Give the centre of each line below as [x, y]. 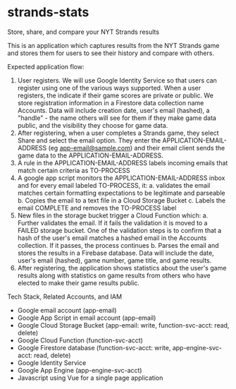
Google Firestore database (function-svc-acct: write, [94, 347]
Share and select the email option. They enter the [89, 140]
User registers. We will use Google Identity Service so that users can [117, 80]
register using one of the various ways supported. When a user [109, 88]
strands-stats [48, 12]
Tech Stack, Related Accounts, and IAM [64, 297]
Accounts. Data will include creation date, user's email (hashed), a [113, 110]
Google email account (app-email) [67, 310]
